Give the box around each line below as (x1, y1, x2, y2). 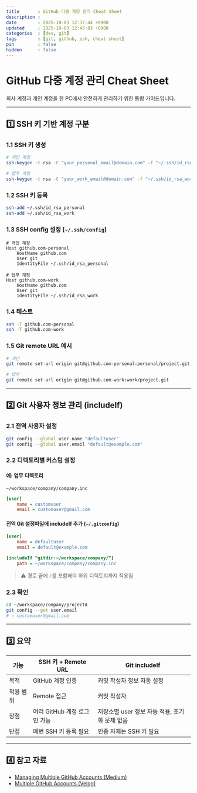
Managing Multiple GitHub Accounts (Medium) (14, 774, 127, 781)
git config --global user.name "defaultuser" (6, 436, 119, 442)
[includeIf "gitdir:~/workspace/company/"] (6, 555, 114, 561)
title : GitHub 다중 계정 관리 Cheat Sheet (6, 8, 123, 15)
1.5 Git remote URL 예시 (6, 342, 72, 350)
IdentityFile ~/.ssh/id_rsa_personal (16, 261, 109, 267)
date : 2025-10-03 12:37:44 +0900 (6, 19, 109, 25)
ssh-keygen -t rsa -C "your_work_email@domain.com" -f (6, 176, 143, 182)
